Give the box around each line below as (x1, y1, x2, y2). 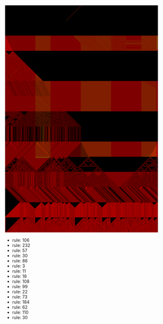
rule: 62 (12, 304, 28, 310)
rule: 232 (12, 243, 31, 248)
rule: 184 (12, 299, 30, 305)
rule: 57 (12, 248, 28, 254)
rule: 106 (12, 237, 30, 243)
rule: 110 (12, 309, 29, 315)
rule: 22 (12, 289, 28, 295)
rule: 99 (12, 284, 28, 290)
